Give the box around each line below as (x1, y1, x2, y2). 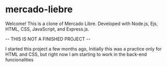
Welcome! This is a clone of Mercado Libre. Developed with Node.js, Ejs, (5, 20, 158, 27)
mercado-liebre (5, 4, 73, 15)
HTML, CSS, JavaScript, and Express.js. (5, 26, 89, 32)
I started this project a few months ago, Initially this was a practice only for (5, 46, 162, 52)
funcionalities (5, 56, 34, 62)
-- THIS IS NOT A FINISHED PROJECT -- (5, 36, 91, 42)
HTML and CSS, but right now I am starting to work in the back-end (5, 51, 147, 57)
